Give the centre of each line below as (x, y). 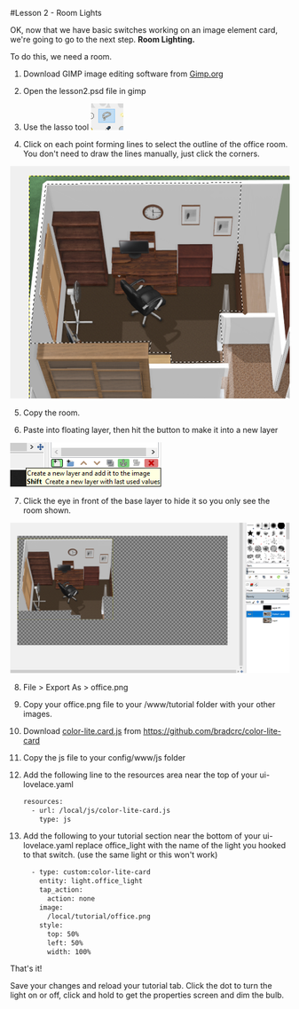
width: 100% (69, 952)
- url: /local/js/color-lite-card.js (101, 811)
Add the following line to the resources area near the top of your (140, 775)
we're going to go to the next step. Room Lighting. (102, 39)
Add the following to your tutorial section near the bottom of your (142, 836)
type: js (55, 820)
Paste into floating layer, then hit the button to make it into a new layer (150, 430)
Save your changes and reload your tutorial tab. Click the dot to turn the (142, 986)
